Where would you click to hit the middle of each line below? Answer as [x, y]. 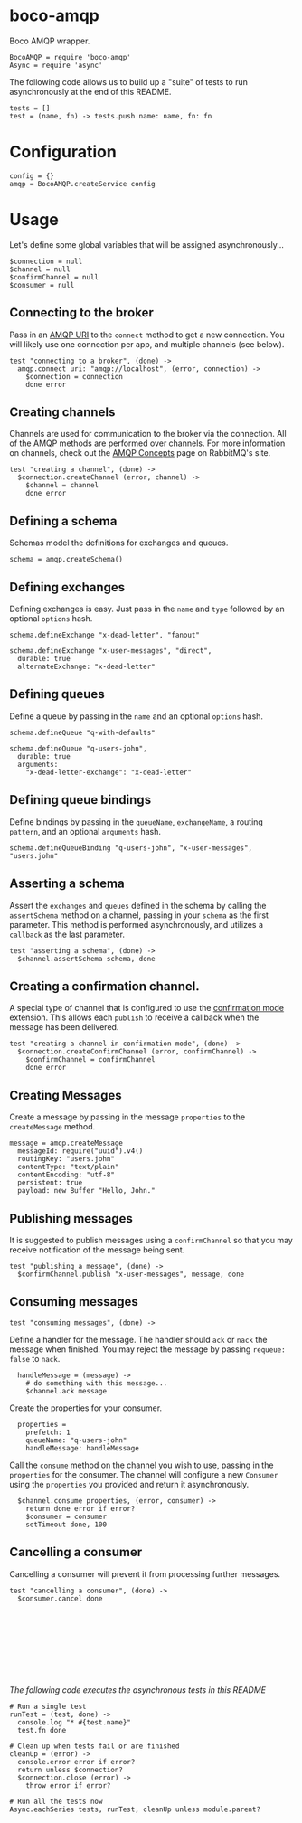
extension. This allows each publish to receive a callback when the [134, 1017]
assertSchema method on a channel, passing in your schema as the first [139, 915]
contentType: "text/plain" [68, 1167]
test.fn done [42, 1731]
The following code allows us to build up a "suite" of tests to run [129, 81]
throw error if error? [68, 1786]
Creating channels [62, 412]
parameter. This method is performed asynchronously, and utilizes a [137, 924]
